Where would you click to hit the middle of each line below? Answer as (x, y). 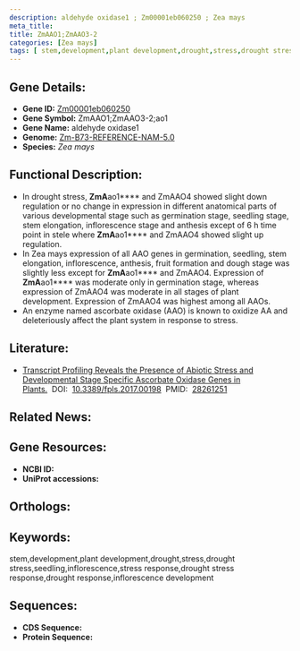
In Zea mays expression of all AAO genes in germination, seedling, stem (154, 253)
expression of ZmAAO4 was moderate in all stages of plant (130, 291)
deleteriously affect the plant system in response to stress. (130, 320)
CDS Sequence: (52, 627)
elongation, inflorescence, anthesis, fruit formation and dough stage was (156, 263)
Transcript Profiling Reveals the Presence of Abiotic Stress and (138, 370)
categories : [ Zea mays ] (54, 43)
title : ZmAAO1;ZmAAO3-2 (54, 34)
